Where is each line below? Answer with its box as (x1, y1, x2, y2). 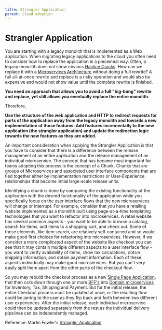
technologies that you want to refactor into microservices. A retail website (5, 213, 152, 219)
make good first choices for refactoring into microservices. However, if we (5, 234, 153, 240)
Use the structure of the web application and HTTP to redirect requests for (5, 112, 157, 119)
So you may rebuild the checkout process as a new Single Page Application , (5, 274, 156, 280)
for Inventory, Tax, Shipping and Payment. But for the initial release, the (5, 285, 147, 290)
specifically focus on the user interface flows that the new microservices (5, 198, 149, 204)
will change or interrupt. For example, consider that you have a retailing (5, 203, 147, 209)
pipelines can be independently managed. (5, 310, 88, 316)
